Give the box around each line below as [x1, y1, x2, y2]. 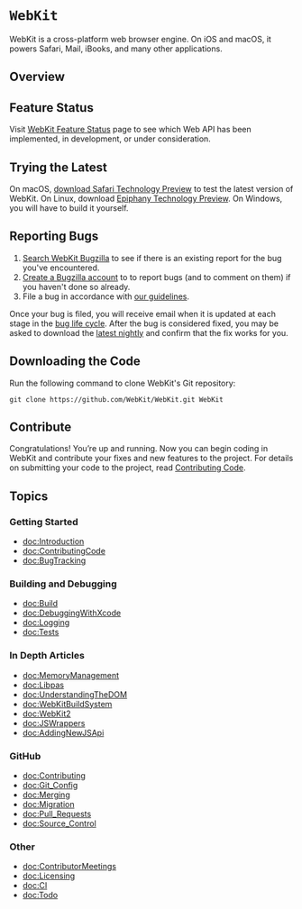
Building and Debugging [9, 577, 117, 590]
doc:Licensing [22, 870, 76, 881]
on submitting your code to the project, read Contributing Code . [9, 462, 246, 473]
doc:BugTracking [22, 555, 87, 566]
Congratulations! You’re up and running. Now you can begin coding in [9, 443, 269, 454]
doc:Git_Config [22, 779, 78, 790]
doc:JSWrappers [22, 717, 86, 728]
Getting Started [9, 515, 78, 528]
